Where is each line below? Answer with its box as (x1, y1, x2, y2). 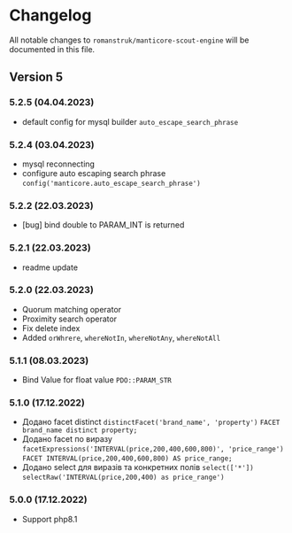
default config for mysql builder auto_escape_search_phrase (21, 116, 239, 127)
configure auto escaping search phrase (21, 167, 166, 178)
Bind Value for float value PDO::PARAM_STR (21, 375, 173, 385)
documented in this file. (9, 43, 96, 54)
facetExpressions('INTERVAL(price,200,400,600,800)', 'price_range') (21, 444, 285, 454)
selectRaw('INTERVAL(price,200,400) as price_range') (21, 473, 225, 483)
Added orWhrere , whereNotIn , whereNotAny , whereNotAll (21, 332, 221, 343)
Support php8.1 (21, 514, 78, 524)
